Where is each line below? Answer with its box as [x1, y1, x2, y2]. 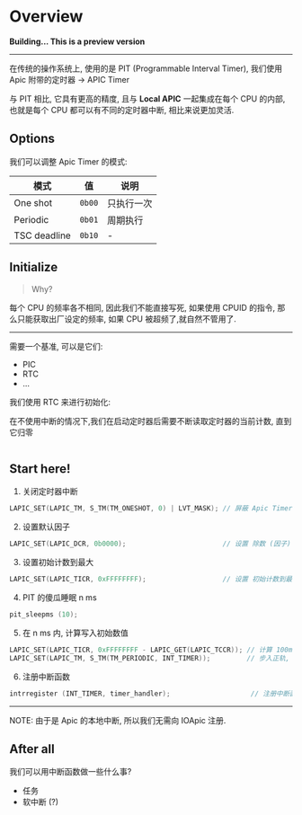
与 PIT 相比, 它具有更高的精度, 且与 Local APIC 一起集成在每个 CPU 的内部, [9, 93, 286, 104]
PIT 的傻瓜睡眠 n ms [22, 592, 97, 603]
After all [9, 741, 56, 757]
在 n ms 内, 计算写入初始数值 [22, 627, 129, 638]
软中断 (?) [22, 797, 59, 808]
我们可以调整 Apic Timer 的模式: [9, 155, 128, 167]
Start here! [9, 461, 71, 476]
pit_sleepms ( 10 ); [9, 610, 78, 619]
